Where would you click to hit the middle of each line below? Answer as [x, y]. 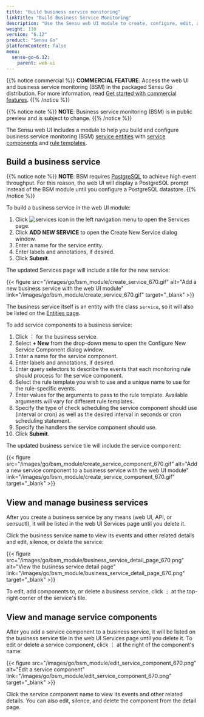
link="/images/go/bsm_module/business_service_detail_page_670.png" [96, 573]
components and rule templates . [47, 143]
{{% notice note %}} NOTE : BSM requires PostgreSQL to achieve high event [101, 177]
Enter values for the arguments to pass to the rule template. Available [101, 395]
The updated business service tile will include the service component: [94, 446]
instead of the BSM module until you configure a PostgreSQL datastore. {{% [101, 189]
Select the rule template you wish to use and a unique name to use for [103, 382]
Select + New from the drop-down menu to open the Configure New [100, 343]
